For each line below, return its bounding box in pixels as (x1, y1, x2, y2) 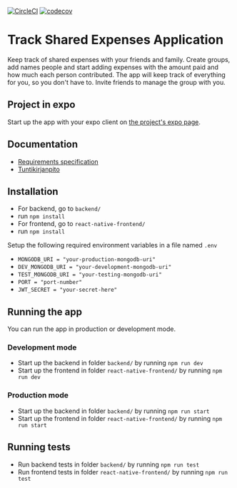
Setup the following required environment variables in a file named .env (7, 241, 218, 250)
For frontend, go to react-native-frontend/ (17, 220, 146, 228)
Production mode (7, 390, 69, 400)
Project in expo (7, 98, 76, 111)
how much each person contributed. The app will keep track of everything (7, 70, 226, 78)
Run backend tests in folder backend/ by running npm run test (17, 460, 200, 469)
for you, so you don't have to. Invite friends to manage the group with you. (7, 78, 226, 86)
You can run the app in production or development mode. (7, 325, 176, 333)
